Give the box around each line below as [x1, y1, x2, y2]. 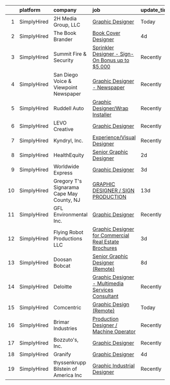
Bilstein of [53, 365, 77, 372]
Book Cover [92, 30, 120, 36]
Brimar [53, 319, 69, 325]
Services [92, 286, 114, 293]
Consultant [92, 293, 119, 300]
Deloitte [53, 283, 72, 290]
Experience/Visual [92, 134, 136, 141]
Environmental [53, 211, 88, 218]
